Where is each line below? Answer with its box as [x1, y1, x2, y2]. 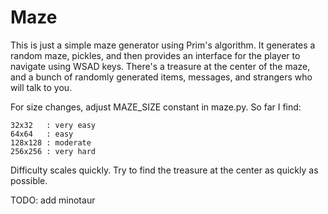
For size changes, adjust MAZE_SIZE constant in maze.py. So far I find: [10, 101, 302, 113]
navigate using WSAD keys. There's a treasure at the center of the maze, [10, 60, 311, 72]
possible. [10, 174, 48, 186]
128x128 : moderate [10, 137, 92, 148]
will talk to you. [10, 81, 73, 93]
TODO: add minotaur [10, 194, 96, 206]
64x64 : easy [10, 129, 74, 139]
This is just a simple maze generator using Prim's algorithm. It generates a [10, 39, 316, 51]
